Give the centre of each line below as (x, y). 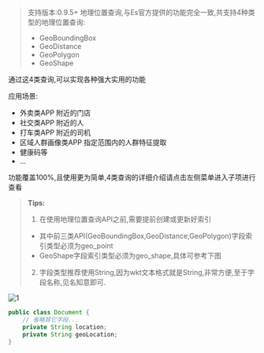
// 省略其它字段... (50, 320)
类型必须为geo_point (80, 246)
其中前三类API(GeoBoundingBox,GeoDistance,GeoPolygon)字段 (142, 236)
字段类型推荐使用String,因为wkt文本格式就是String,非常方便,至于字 (147, 272)
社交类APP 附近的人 (52, 123)
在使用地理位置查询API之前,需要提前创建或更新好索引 (125, 219)
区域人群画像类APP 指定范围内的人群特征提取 (93, 142)
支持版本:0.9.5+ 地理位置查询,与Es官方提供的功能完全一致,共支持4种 (138, 12)
